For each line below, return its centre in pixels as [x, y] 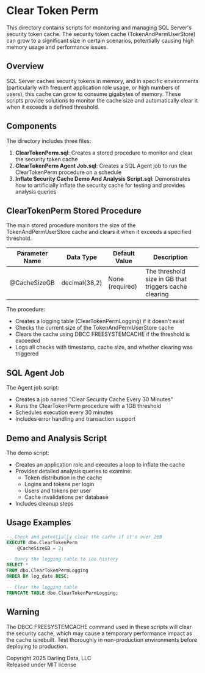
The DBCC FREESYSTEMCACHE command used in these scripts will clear [99, 627]
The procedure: [26, 310]
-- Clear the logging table [42, 587]
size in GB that [166, 279]
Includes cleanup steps [45, 504]
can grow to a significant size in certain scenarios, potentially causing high [100, 40]
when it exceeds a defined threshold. [53, 107]
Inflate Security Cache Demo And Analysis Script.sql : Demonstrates [103, 178]
